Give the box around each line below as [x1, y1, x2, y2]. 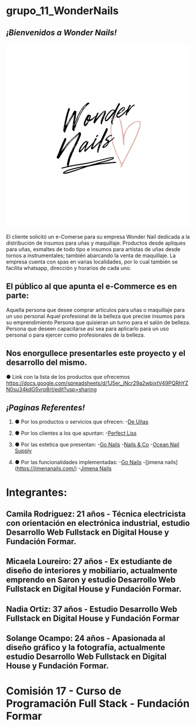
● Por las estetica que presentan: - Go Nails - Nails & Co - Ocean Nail [14, 441, 180, 448]
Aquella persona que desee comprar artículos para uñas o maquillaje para [6, 306, 185, 313]
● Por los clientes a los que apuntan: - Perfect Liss [14, 429, 137, 437]
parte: [6, 291, 29, 301]
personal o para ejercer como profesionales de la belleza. [6, 331, 146, 338]
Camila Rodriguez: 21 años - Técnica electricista [6, 509, 186, 519]
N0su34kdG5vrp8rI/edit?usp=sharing [6, 385, 97, 392]
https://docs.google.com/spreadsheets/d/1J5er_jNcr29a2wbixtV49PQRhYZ [6, 379, 189, 387]
